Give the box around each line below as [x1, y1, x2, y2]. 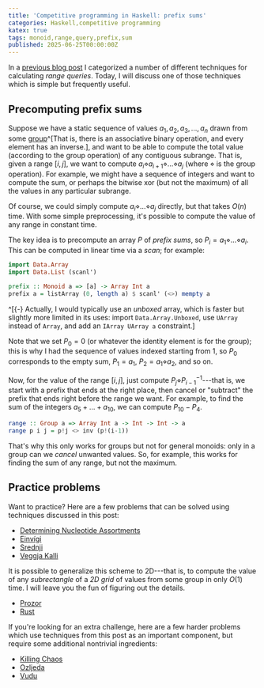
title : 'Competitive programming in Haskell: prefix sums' [8, 11, 207, 20]
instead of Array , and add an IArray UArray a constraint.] [8, 321, 195, 331]
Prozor [19, 598, 42, 607]
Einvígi [19, 534, 42, 543]
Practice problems [8, 481, 101, 494]
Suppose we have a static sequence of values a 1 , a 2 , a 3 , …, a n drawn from [8, 123, 248, 134]
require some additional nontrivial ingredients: [8, 638, 158, 648]
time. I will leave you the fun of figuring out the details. [8, 583, 186, 592]
